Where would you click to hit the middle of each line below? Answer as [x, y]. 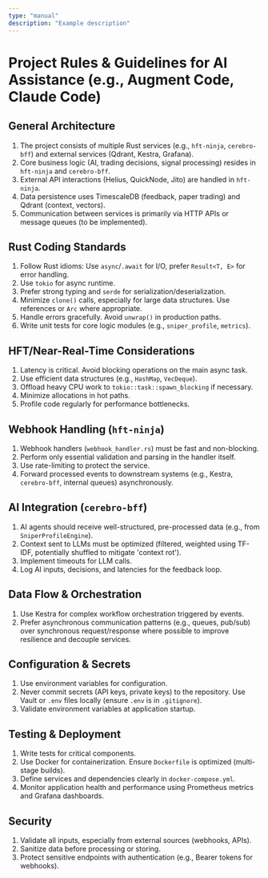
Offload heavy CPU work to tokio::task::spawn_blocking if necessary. [136, 387]
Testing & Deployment [65, 734]
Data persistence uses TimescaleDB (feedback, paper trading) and [130, 196]
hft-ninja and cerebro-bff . [65, 171]
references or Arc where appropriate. [81, 309]
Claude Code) [55, 96]
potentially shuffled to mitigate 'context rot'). [108, 552]
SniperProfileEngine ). [56, 535]
